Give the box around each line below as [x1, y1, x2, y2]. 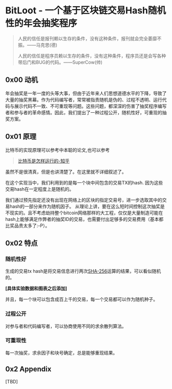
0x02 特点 [5, 239, 38, 248]
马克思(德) [35, 42, 58, 48]
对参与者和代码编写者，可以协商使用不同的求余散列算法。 [5, 323, 126, 329]
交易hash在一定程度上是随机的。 [5, 186, 74, 192]
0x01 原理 [5, 132, 37, 141]
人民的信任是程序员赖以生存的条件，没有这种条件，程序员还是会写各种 [17, 52, 166, 59]
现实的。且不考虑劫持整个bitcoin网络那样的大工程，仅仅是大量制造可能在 [9, 210, 163, 216]
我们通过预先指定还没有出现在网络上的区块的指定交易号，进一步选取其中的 [5, 197, 162, 203]
